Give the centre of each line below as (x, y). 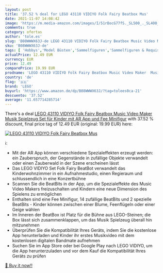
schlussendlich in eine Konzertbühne (49, 179)
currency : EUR (19, 59)
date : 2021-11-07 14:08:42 (32, 18)
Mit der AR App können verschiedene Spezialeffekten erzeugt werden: (82, 153)
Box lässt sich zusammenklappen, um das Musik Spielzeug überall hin (82, 220)
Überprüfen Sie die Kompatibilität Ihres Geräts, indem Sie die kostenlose (84, 230)
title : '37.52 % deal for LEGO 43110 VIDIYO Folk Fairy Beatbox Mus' (77, 14)
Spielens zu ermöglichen (37, 194)
